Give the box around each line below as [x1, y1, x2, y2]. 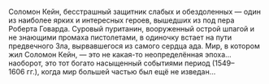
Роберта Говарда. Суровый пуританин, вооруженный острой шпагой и [8, 24, 254, 33]
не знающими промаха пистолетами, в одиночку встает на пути [8, 32, 232, 42]
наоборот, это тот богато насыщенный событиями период [8, 58, 210, 68]
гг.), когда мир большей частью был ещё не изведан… [26, 67, 216, 76]
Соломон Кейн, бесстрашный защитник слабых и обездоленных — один [8, 7, 262, 16]
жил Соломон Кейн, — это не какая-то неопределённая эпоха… [8, 50, 232, 59]
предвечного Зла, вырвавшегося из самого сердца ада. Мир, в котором [8, 41, 260, 51]
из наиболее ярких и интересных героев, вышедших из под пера [8, 15, 235, 25]
